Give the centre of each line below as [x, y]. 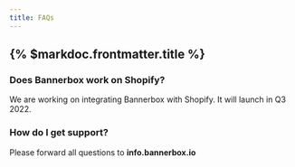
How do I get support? [59, 133]
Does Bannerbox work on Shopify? [87, 79]
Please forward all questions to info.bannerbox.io [103, 152]
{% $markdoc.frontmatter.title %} [107, 55]
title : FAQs [32, 18]
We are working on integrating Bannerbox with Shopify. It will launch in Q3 [148, 99]
